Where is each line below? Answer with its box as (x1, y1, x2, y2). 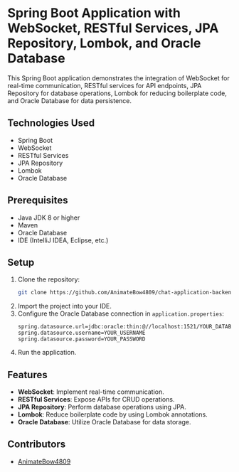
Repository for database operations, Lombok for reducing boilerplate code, (7, 89, 228, 97)
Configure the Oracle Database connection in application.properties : (17, 309, 224, 318)
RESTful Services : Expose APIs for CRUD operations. (17, 395, 175, 404)
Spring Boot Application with (7, 5, 181, 21)
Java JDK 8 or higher (17, 213, 80, 222)
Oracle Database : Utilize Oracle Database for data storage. (17, 418, 191, 427)
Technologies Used (7, 117, 95, 129)
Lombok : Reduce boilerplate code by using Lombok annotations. (17, 410, 208, 419)
